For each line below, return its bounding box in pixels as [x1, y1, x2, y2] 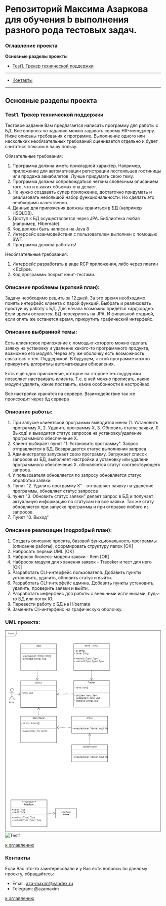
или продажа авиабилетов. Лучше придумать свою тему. [12, 173, 134, 179]
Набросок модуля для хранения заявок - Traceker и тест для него [12, 559, 152, 565]
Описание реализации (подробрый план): [5, 526, 112, 533]
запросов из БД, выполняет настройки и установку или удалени [12, 456, 149, 462]
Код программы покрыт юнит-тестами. [12, 272, 95, 278]
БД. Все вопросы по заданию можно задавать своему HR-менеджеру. [5, 128, 156, 134]
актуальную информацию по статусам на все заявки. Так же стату [12, 499, 154, 505]
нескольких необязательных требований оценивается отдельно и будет [5, 138, 158, 144]
